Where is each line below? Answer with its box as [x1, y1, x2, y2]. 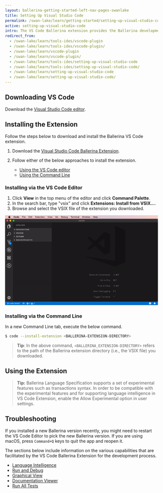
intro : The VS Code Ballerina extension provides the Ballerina [5, 28, 138, 34]
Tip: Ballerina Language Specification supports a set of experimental [16, 380, 155, 386]
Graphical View [12, 473, 43, 478]
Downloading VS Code [5, 93, 75, 102]
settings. [16, 400, 35, 406]
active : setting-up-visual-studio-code [5, 23, 86, 28]
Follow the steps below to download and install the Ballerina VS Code [5, 133, 144, 139]
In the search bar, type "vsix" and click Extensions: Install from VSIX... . [12, 200, 157, 206]
